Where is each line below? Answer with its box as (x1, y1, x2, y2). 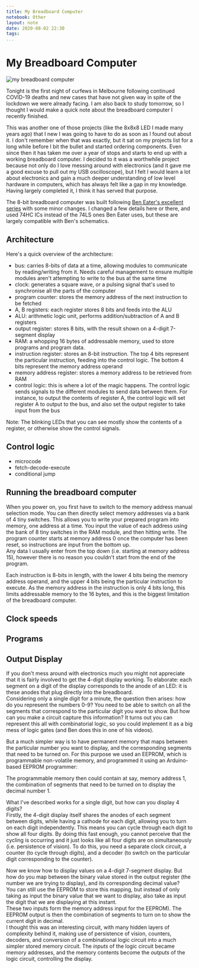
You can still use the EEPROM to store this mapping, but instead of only (6, 886, 180, 893)
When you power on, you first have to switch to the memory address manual (6, 503, 192, 510)
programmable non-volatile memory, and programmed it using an (6, 757, 166, 764)
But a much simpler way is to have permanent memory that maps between (6, 738, 188, 745)
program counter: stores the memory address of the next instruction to (14, 293, 188, 300)
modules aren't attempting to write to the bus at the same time (14, 274, 167, 282)
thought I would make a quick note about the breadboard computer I (6, 106, 173, 113)
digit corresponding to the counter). (6, 855, 94, 863)
